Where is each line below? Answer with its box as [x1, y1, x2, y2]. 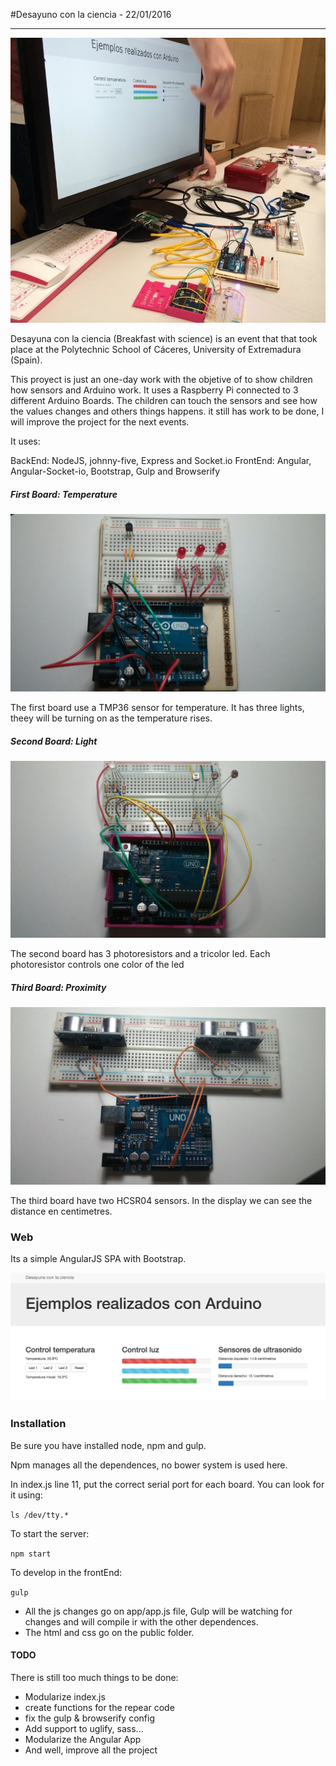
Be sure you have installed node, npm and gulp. [10, 1439, 207, 1451]
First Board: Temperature [10, 489, 118, 501]
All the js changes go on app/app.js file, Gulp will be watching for [24, 1605, 293, 1617]
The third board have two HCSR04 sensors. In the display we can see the [10, 1194, 313, 1206]
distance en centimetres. [10, 1205, 113, 1217]
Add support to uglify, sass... [24, 1722, 144, 1734]
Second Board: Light [10, 735, 98, 747]
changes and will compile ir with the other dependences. [24, 1615, 259, 1628]
